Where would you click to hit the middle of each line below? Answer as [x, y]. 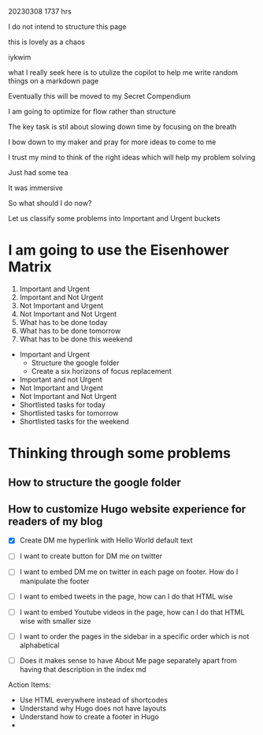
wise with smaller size [55, 621]
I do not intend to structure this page [68, 26]
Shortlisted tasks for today [63, 405]
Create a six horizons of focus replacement [101, 371]
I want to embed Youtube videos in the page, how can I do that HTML [132, 612]
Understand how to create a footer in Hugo [89, 716]
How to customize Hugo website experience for [127, 509]
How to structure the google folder [94, 482]
